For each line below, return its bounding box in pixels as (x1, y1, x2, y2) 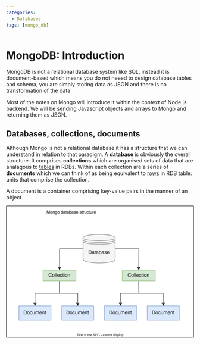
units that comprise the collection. (6, 176, 90, 183)
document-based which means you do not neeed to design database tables (6, 74, 192, 82)
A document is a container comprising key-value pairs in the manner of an (6, 187, 188, 195)
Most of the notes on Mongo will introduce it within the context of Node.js (6, 99, 187, 106)
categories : (6, 10, 36, 15)
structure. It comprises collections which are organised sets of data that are (6, 157, 193, 164)
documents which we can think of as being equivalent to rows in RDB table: (6, 170, 192, 177)
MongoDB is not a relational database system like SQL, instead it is (6, 68, 170, 76)
